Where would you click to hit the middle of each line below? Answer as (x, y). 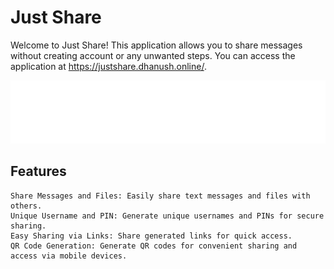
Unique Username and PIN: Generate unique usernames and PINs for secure (167, 216)
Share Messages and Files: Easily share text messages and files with (160, 196)
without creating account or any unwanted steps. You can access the (153, 55)
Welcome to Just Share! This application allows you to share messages (156, 45)
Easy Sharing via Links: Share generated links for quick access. (151, 236)
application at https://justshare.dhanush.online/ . (108, 66)
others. (26, 206)
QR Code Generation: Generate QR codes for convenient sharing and (154, 246)
